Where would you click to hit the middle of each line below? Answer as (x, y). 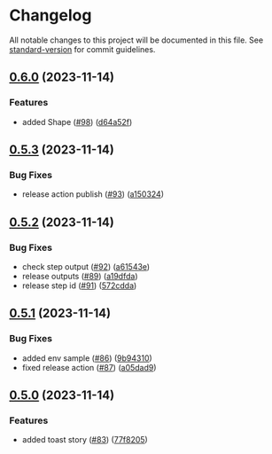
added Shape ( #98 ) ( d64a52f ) (77, 121)
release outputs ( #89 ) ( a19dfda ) (80, 276)
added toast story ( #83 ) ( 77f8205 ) (85, 440)
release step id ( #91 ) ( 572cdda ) (79, 286)
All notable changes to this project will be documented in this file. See (136, 40)
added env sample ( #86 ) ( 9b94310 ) (87, 358)
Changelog (51, 16)
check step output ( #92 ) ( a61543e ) (86, 266)
